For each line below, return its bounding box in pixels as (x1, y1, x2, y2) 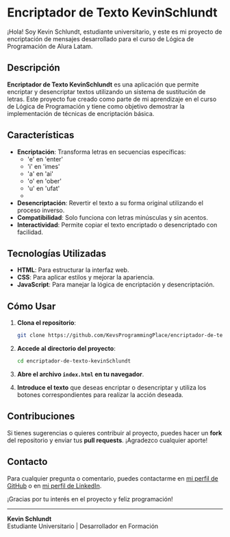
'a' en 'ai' (27, 170, 53, 178)
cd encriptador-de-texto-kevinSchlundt (16, 358, 131, 365)
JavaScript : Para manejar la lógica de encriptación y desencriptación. (16, 280, 215, 289)
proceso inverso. (16, 206, 65, 214)
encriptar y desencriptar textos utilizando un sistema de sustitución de (7, 87, 206, 95)
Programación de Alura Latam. (7, 42, 93, 50)
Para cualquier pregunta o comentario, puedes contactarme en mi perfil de (7, 474, 218, 482)
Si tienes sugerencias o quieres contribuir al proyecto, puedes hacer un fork (7, 429, 222, 437)
